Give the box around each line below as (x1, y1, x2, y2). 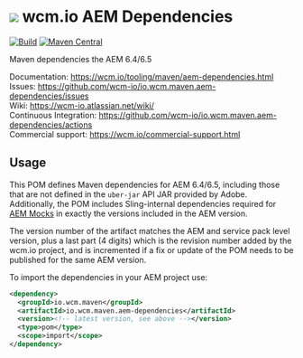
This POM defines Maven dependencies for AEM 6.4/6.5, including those (9, 179, 280, 190)
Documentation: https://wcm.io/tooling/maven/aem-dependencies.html (9, 71, 274, 82)
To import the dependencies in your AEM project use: (9, 271, 208, 282)
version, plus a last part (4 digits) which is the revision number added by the (9, 235, 292, 246)
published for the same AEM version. (9, 254, 147, 265)
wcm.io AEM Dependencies (22, 6, 234, 27)
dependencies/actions (9, 119, 93, 130)
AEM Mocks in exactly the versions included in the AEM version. (9, 208, 248, 219)
